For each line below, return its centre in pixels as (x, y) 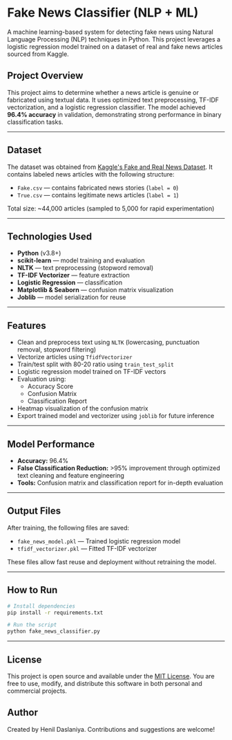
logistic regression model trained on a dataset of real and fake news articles (115, 46)
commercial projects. (37, 691)
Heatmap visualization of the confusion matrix (83, 408)
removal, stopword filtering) (57, 350)
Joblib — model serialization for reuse (71, 297)
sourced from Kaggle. (38, 54)
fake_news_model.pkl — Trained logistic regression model (99, 541)
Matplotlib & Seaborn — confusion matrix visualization (95, 290)
